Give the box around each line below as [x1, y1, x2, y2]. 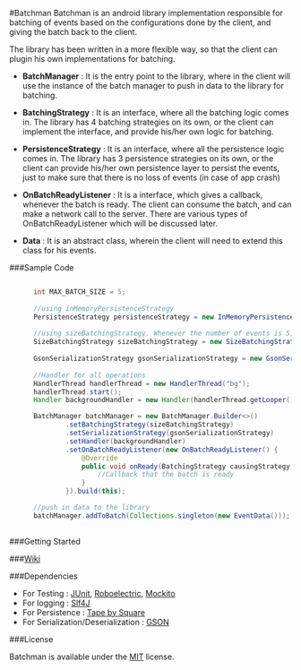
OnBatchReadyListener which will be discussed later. [21, 219, 218, 228]
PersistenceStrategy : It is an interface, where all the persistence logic [21, 143, 285, 154]
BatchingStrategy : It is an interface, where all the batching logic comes [21, 107, 289, 117]
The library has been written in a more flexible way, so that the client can [9, 44, 278, 55]
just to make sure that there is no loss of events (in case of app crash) [21, 172, 280, 183]
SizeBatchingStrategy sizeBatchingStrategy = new [32, 338, 222, 347]
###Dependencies [9, 571, 78, 581]
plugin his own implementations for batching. [9, 54, 176, 64]
